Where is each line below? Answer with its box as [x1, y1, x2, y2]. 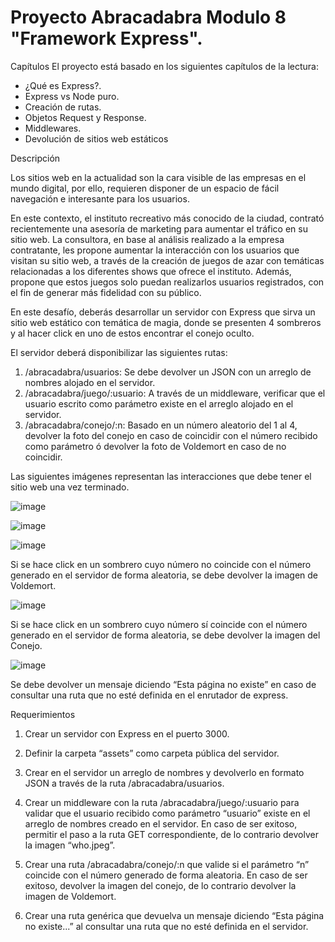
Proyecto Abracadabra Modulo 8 [10, 6, 287, 29]
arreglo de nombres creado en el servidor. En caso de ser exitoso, [24, 817, 298, 830]
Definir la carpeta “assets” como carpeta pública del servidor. [24, 747, 280, 759]
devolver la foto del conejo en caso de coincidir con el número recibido [24, 429, 318, 441]
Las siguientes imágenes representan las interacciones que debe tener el [10, 470, 312, 482]
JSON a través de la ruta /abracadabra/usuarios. [24, 777, 225, 789]
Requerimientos [10, 708, 76, 720]
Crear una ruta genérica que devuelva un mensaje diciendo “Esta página [24, 909, 325, 921]
